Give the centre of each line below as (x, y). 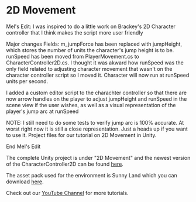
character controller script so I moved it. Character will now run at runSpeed (98, 75)
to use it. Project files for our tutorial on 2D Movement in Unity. (81, 135)
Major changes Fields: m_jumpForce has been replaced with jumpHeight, (94, 44)
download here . (25, 182)
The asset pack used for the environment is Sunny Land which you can (92, 175)
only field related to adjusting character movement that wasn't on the (89, 69)
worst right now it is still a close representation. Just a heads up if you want (97, 129)
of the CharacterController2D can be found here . (65, 164)
